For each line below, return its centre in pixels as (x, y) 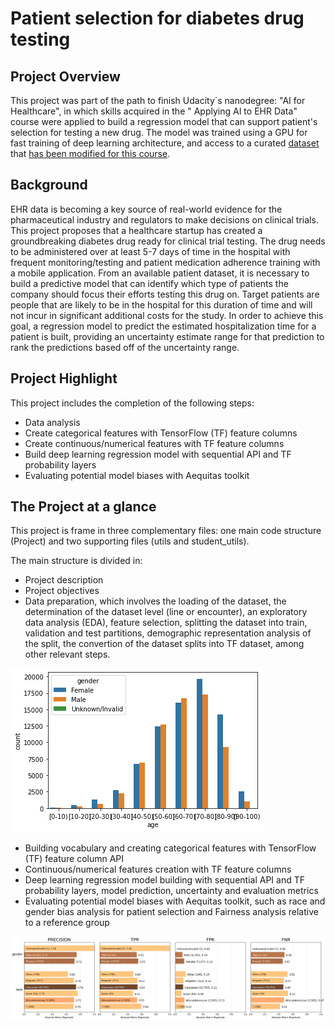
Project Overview (65, 76)
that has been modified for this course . (90, 153)
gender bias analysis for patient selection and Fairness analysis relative (171, 912)
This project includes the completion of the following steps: (132, 403)
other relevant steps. (67, 654)
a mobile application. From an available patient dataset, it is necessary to (160, 273)
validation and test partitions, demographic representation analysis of (168, 633)
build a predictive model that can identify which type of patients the (149, 283)
